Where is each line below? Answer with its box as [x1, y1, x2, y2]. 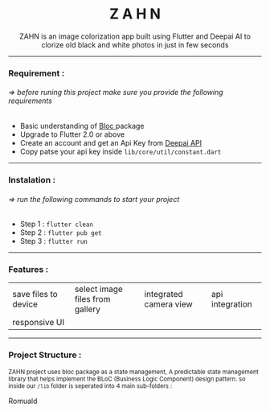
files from [74, 294, 111, 305]
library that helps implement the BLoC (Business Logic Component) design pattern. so [8, 375, 246, 383]
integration [211, 299, 252, 310]
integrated [144, 289, 183, 300]
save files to [12, 289, 58, 300]
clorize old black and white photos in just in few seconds [41, 39, 229, 49]
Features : [8, 264, 49, 275]
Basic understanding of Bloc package [19, 122, 145, 131]
